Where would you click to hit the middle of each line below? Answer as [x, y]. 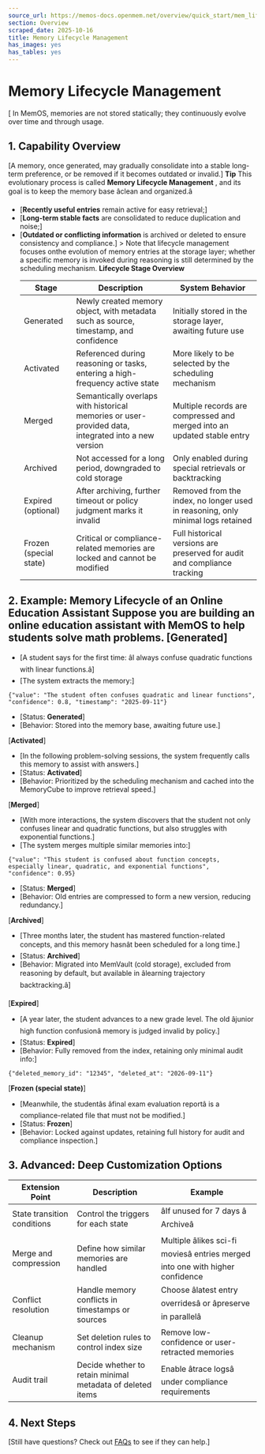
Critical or [94, 538]
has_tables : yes [35, 52]
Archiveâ [177, 1224]
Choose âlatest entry [199, 1290]
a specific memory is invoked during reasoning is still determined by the [136, 260]
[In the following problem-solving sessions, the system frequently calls [134, 755]
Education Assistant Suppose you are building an [131, 613]
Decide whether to [111, 1365]
